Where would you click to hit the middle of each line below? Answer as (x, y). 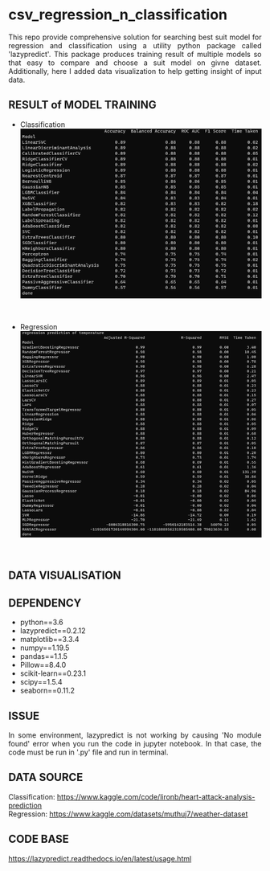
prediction (25, 805)
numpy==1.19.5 (45, 648)
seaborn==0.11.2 (47, 691)
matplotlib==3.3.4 (49, 640)
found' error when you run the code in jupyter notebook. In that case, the (135, 743)
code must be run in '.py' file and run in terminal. (88, 752)
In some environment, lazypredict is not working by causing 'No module (135, 735)
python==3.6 (41, 622)
